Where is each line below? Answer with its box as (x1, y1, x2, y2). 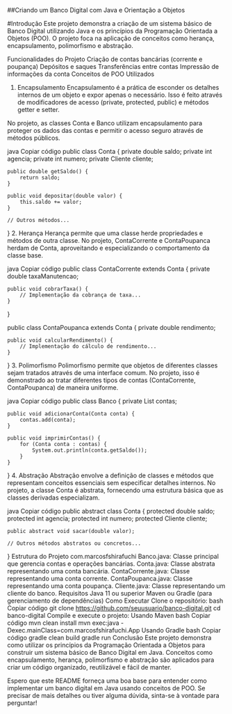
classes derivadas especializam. (7, 493, 100, 502)
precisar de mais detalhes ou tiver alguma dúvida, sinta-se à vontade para (7, 692, 220, 699)
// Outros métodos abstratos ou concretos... (7, 540, 141, 547)
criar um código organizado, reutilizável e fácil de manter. (7, 663, 172, 671)
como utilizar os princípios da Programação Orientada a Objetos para (7, 641, 206, 649)
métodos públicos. (7, 134, 60, 142)
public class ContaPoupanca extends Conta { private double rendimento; (7, 324, 216, 331)
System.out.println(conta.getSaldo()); (32, 447, 148, 454)
